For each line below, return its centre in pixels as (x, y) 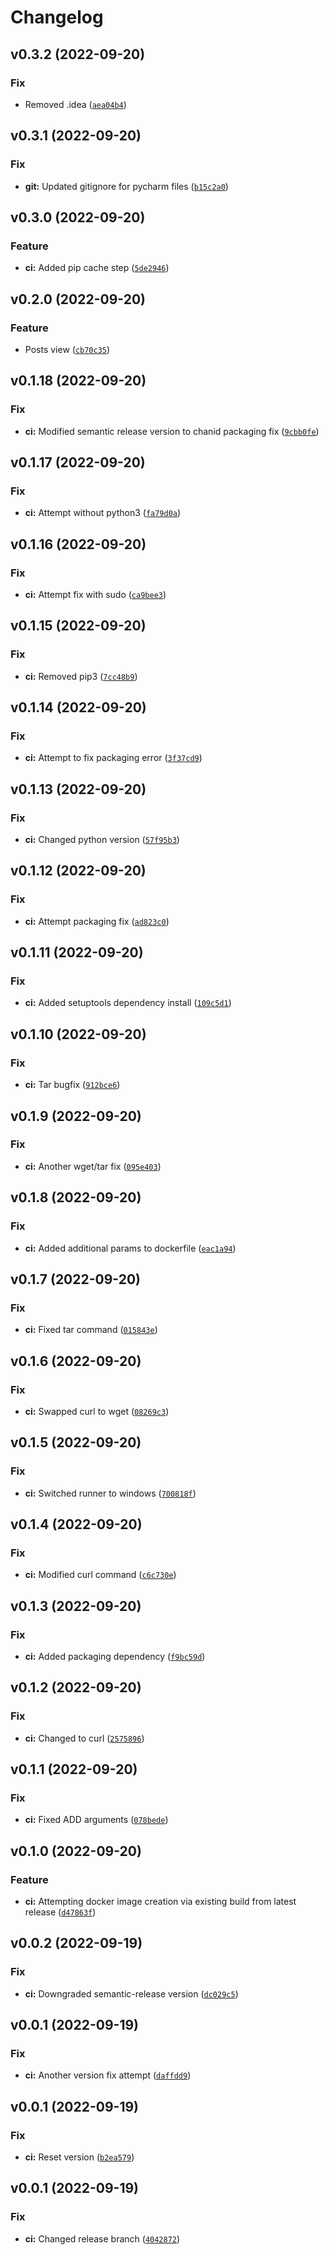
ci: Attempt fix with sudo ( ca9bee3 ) (95, 594)
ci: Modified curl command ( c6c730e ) (100, 1575)
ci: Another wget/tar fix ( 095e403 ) (93, 1166)
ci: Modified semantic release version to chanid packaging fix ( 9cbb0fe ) (172, 431)
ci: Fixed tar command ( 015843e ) (91, 1330)
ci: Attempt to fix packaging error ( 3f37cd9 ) (113, 758)
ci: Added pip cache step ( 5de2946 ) (97, 268)
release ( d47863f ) (60, 1912)
